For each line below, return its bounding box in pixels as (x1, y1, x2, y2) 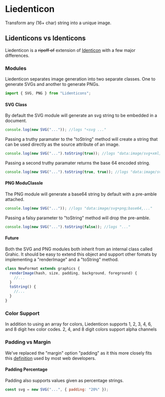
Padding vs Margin (5, 339, 51, 346)
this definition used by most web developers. (5, 355, 96, 361)
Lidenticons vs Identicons (5, 34, 86, 42)
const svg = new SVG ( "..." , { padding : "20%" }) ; (5, 387, 109, 392)
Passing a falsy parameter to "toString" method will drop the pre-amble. (5, 215, 151, 221)
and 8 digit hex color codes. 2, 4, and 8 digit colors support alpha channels (5, 326, 157, 332)
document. (5, 118, 27, 124)
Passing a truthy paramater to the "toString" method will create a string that (5, 136, 158, 142)
